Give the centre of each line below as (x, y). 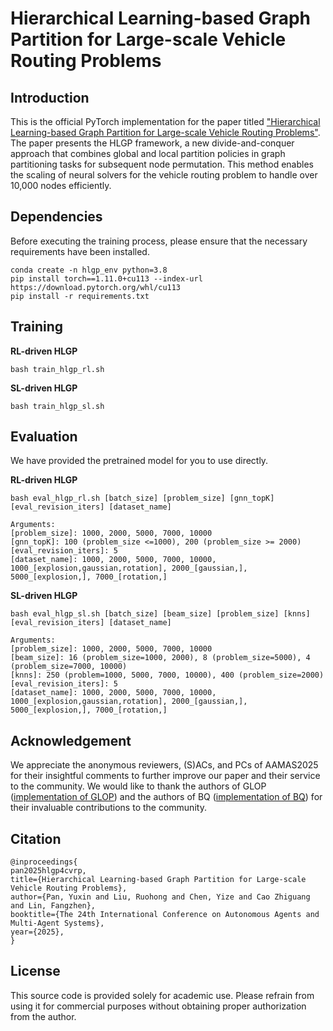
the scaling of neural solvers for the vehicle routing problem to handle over (164, 175)
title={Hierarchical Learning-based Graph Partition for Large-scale (158, 880)
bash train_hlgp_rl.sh (57, 369)
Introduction (50, 97)
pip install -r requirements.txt (80, 296)
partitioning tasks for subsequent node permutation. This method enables (162, 164)
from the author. (43, 1016)
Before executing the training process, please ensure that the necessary (159, 241)
